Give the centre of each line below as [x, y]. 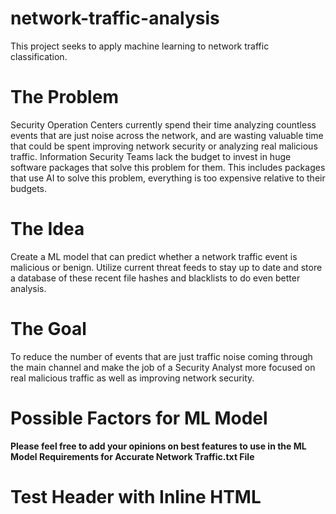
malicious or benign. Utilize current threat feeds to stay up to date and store [166, 267]
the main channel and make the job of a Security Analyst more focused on [163, 367]
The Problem [64, 97]
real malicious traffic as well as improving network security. [132, 378]
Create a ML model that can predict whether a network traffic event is [154, 256]
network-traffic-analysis [115, 18]
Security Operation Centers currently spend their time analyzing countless [163, 124]
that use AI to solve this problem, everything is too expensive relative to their [168, 178]
